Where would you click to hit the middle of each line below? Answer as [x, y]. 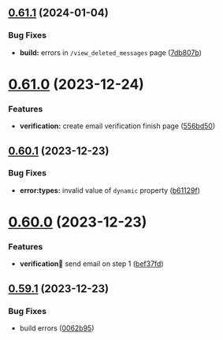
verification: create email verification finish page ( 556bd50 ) [117, 126]
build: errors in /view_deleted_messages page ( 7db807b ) [111, 52]
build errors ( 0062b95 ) [57, 328]
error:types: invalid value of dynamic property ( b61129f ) [110, 190]
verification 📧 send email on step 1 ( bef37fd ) [91, 264]
